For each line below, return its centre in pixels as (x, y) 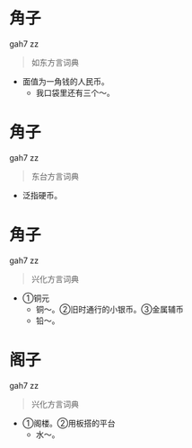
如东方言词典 (55, 62)
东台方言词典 (55, 176)
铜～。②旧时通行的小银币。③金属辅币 (109, 309)
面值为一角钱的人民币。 (65, 81)
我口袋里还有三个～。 (75, 92)
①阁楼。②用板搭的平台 (69, 423)
